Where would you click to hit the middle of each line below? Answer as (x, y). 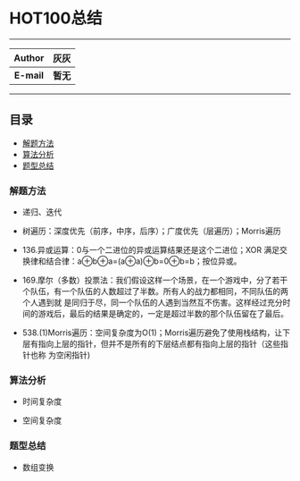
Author (29, 57)
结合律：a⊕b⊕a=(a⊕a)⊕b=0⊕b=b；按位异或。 (144, 261)
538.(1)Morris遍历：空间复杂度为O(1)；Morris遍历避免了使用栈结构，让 (152, 333)
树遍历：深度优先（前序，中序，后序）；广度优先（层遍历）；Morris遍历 (151, 231)
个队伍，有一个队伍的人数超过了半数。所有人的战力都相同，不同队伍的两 (155, 291)
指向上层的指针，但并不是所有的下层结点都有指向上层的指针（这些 (159, 344)
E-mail (29, 75)
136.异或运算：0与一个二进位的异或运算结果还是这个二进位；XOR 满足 (150, 250)
